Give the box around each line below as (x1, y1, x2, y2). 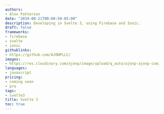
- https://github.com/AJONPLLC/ (5, 52, 71, 57)
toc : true (5, 102, 25, 107)
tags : (5, 88, 16, 93)
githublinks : (5, 48, 32, 52)
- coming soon (5, 79, 34, 84)
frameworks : (5, 30, 29, 34)
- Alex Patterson (5, 12, 41, 16)
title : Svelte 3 (5, 98, 38, 102)
